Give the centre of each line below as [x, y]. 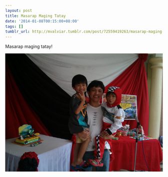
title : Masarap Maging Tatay [35, 16]
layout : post [19, 10]
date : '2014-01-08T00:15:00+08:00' [42, 21]
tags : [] [14, 26]
